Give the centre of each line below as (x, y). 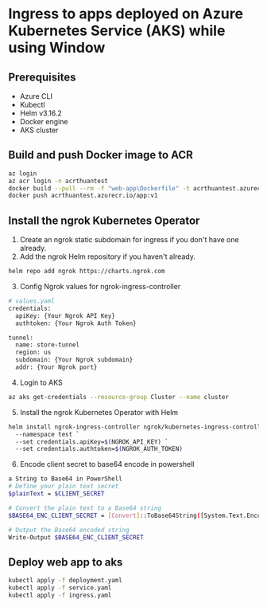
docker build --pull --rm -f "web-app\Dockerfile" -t (99, 188)
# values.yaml (32, 301)
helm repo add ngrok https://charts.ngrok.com (87, 272)
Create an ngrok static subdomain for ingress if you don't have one (130, 240)
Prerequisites (42, 77)
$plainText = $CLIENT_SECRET (56, 494)
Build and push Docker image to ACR (101, 155)
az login (23, 173)
